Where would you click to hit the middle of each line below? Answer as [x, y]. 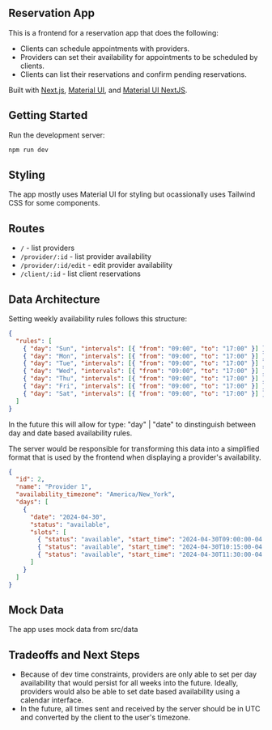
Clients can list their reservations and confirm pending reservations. [133, 74]
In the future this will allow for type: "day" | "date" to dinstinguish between [132, 424]
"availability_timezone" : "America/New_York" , [96, 494]
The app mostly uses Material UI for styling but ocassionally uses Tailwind [132, 194]
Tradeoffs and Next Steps [74, 655]
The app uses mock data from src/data [73, 630]
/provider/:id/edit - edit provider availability [96, 265]
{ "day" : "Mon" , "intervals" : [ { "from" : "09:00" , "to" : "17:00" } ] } [144, 356]
